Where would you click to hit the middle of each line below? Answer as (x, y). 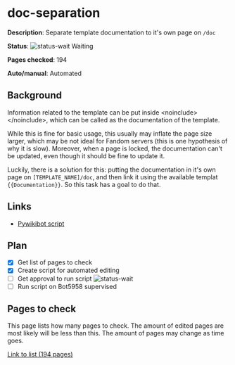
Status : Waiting (50, 46)
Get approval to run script (55, 278)
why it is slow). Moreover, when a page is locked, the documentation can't (115, 148)
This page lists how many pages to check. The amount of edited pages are (116, 326)
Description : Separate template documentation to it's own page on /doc (112, 32)
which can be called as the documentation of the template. (135, 120)
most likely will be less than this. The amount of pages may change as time (116, 333)
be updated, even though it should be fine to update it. (86, 155)
